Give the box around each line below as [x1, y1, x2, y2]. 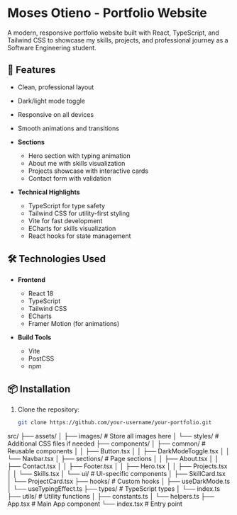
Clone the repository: [17, 405, 80, 414]
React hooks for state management [28, 232, 131, 240]
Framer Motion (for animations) [28, 319, 120, 327]
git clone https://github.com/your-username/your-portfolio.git [17, 419, 212, 426]
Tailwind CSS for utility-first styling [28, 209, 130, 217]
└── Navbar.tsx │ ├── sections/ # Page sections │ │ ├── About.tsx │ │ [7, 455, 219, 463]
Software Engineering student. [7, 43, 97, 52]
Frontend [17, 275, 46, 284]
